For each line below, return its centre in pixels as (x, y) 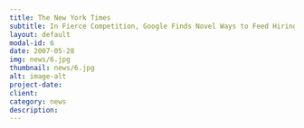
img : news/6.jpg (40, 59)
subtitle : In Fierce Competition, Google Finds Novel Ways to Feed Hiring (153, 26)
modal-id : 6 (32, 43)
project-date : (36, 85)
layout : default (40, 34)
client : (24, 93)
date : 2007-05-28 (42, 51)
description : (34, 110)
